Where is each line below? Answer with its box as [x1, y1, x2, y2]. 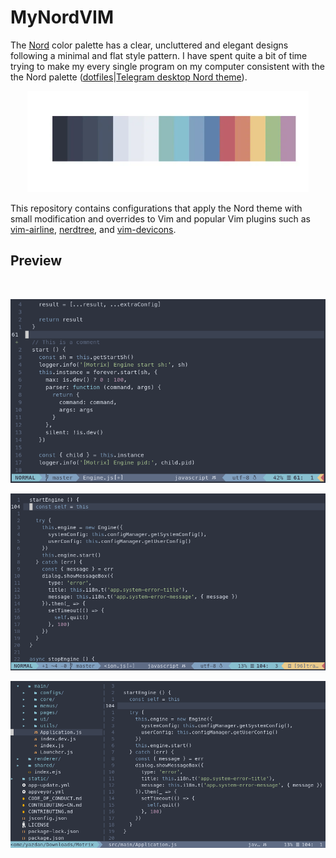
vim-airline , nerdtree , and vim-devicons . [10, 224, 177, 236]
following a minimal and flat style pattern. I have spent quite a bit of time [10, 49, 308, 61]
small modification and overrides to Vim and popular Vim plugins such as [10, 213, 312, 225]
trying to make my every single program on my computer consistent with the [10, 60, 326, 72]
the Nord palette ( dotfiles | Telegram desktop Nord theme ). [10, 71, 248, 83]
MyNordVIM [10, 6, 115, 29]
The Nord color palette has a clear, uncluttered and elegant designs [10, 39, 289, 51]
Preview [10, 252, 63, 270]
